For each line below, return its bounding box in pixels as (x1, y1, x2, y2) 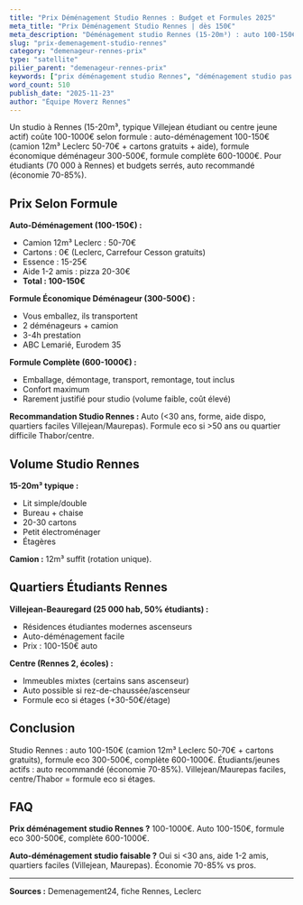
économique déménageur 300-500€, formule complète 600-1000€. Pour (9, 151, 282, 162)
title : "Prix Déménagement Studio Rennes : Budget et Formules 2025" (9, 13, 277, 23)
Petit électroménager (22, 527, 101, 537)
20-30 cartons (22, 517, 77, 528)
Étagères (22, 536, 57, 547)
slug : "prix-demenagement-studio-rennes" (9, 38, 168, 48)
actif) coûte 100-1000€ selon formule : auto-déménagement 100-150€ (9, 132, 271, 143)
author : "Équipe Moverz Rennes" (9, 97, 131, 106)
